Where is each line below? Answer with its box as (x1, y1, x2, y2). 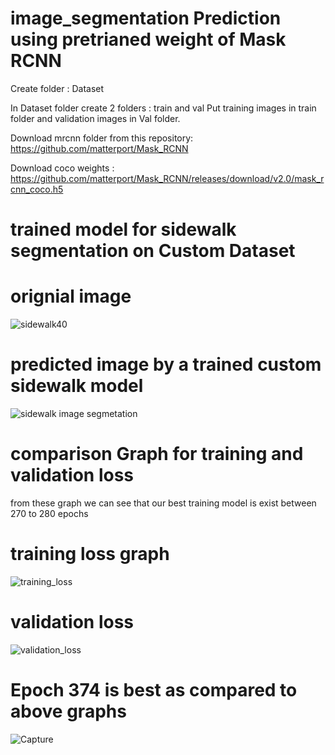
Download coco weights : (10, 162, 115, 174)
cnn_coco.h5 (10, 183, 64, 195)
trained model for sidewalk (10, 218, 237, 241)
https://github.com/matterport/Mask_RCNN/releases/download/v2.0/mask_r (10, 172, 325, 184)
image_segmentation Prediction (10, 7, 282, 30)
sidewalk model (10, 375, 144, 397)
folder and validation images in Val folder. (10, 112, 181, 124)
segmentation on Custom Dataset (10, 240, 296, 262)
